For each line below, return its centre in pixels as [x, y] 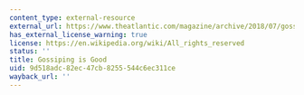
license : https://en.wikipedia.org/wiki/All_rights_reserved [127, 43]
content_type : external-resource [72, 18]
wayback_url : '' [40, 77]
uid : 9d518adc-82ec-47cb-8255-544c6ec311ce [93, 69]
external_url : [36, 26]
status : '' [30, 52]
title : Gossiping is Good [58, 60]
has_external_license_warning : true [78, 34]
